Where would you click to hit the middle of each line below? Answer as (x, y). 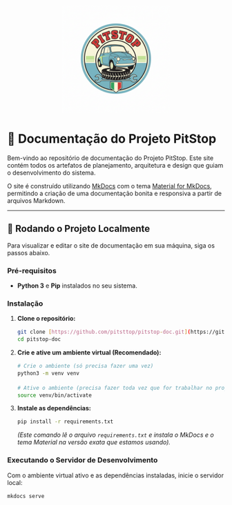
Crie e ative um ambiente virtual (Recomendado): (89, 353)
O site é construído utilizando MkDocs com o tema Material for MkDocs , (109, 186)
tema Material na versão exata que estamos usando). (94, 442)
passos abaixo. (29, 253)
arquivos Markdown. (36, 200)
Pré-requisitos (32, 270)
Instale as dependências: (54, 408)
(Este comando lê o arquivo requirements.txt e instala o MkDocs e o (115, 435)
